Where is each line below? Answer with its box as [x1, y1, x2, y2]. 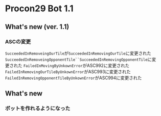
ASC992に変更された [87, 62, 130, 68]
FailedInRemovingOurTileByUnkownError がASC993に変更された [5, 68, 131, 74]
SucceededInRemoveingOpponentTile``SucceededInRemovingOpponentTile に [5, 56, 152, 62]
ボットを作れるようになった [5, 105, 70, 112]
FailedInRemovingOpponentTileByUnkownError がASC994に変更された [5, 75, 142, 81]
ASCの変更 [5, 38, 31, 45]
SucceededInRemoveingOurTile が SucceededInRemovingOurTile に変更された [5, 50, 152, 56]
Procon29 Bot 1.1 [5, 3, 74, 14]
